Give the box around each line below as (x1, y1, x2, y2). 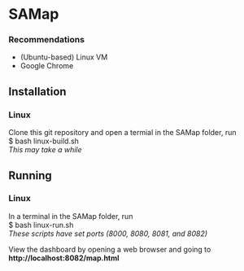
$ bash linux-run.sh (8, 220, 74, 229)
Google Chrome (20, 61, 74, 71)
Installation (8, 85, 67, 98)
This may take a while (8, 145, 83, 155)
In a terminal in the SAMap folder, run (8, 211, 133, 221)
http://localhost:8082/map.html (8, 253, 120, 263)
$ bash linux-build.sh (8, 136, 80, 146)
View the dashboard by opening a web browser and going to (8, 244, 211, 254)
